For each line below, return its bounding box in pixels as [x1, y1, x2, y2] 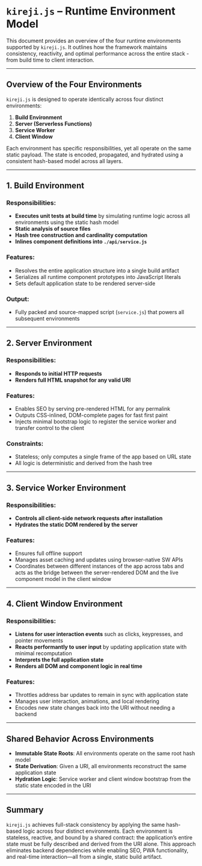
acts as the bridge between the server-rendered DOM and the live [14, 569, 179, 576]
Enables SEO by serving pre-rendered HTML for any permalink [14, 405, 171, 412]
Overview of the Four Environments [6, 80, 142, 90]
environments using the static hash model [14, 219, 119, 226]
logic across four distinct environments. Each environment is [23, 827, 173, 835]
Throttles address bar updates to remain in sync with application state [14, 691, 188, 699]
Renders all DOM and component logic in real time [14, 662, 142, 670]
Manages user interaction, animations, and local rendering [14, 698, 159, 705]
